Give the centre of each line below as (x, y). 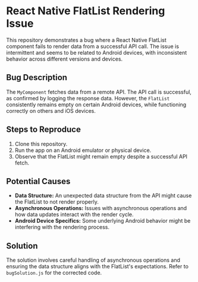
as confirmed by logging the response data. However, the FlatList (88, 98)
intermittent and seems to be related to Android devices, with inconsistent (97, 52)
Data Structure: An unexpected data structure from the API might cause (103, 196)
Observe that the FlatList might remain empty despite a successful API (101, 156)
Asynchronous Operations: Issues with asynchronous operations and (101, 208)
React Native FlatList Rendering (86, 11)
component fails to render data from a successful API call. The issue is (93, 46)
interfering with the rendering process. (62, 227)
